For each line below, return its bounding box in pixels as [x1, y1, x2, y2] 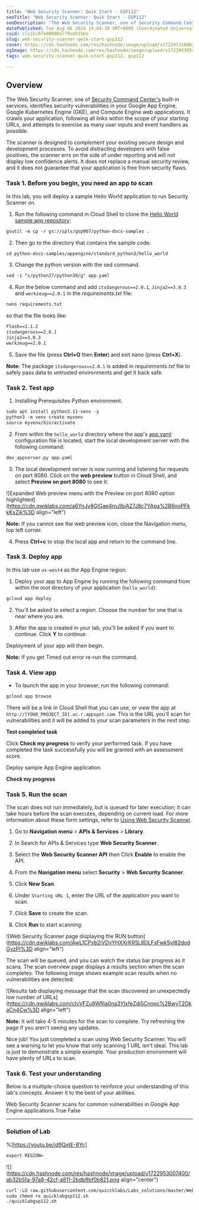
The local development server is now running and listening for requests [14, 465, 189, 473]
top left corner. [6, 526, 43, 533]
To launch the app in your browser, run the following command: [14, 682, 170, 689]
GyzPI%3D [6, 945, 33, 953]
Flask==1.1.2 [6, 323, 38, 330]
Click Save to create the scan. [14, 910, 89, 917]
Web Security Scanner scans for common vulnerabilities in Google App [6, 1101, 179, 1108]
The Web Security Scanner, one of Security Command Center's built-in [6, 96, 179, 103]
